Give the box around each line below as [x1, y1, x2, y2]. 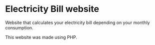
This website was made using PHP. [5, 34, 77, 40]
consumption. [5, 24, 33, 30]
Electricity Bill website [5, 3, 100, 15]
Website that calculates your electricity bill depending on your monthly [5, 20, 151, 25]
